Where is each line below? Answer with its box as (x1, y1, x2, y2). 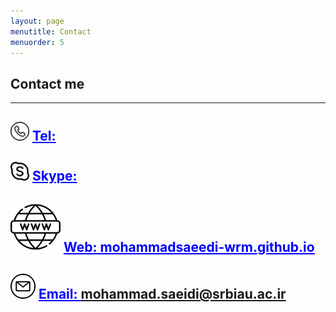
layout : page (10, 16, 65, 26)
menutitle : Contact (10, 26, 92, 37)
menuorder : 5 (10, 37, 65, 47)
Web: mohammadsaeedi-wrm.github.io (63, 239, 315, 256)
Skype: (31, 167, 78, 184)
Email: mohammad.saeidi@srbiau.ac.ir (38, 285, 287, 302)
